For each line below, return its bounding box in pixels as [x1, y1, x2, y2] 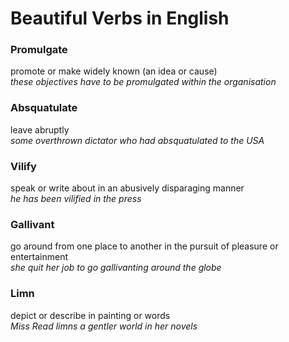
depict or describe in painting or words [10, 309, 171, 321]
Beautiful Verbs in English [10, 7, 230, 30]
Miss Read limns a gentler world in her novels [10, 320, 198, 332]
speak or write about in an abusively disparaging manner [10, 182, 245, 194]
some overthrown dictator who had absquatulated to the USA [10, 134, 265, 146]
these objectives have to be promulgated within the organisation [10, 76, 277, 88]
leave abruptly [10, 123, 70, 136]
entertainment [10, 251, 68, 263]
